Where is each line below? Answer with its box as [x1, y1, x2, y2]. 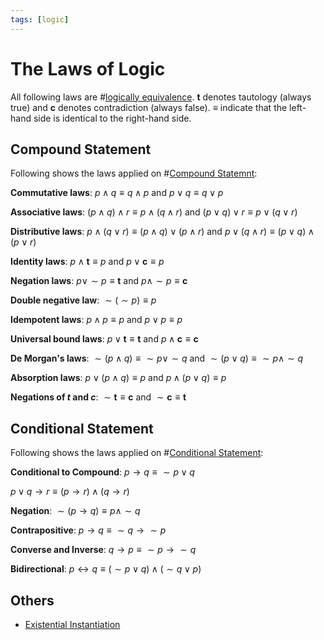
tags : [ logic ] [10, 14, 70, 25]
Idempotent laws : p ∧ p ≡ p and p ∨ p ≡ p [10, 314, 183, 326]
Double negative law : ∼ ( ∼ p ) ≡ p [10, 294, 157, 306]
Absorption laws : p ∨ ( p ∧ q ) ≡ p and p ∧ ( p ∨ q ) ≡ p [10, 372, 227, 384]
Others [10, 592, 55, 609]
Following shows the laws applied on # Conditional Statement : [10, 447, 264, 459]
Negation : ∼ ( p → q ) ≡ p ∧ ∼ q [10, 505, 141, 517]
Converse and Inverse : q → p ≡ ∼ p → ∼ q [10, 544, 197, 556]
